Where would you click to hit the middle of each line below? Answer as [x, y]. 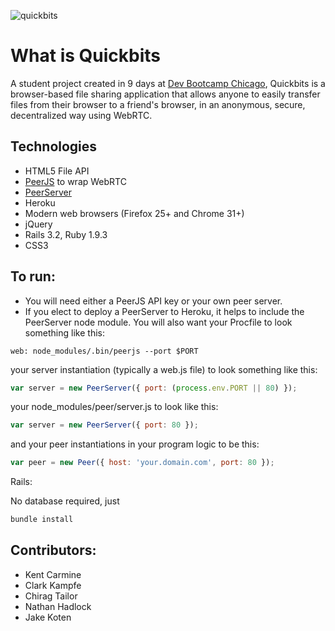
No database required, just [65, 501]
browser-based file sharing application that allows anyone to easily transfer [165, 94]
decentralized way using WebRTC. [81, 115]
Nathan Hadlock [58, 606]
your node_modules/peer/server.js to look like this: [114, 407]
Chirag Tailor [51, 596]
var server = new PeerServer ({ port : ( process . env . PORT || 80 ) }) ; [154, 388]
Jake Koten [48, 617]
